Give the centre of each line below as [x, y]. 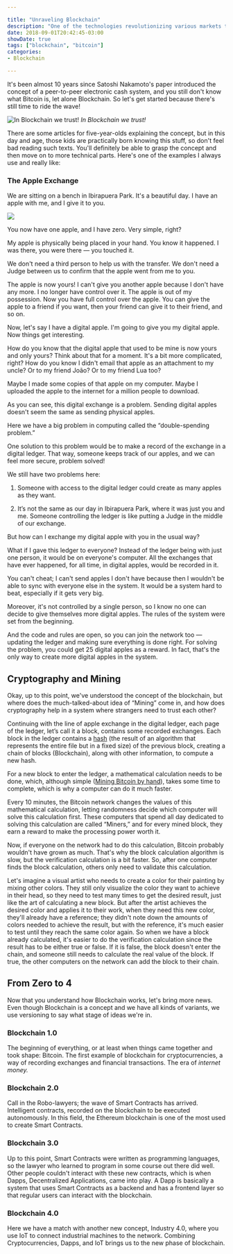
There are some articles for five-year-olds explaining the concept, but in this [116, 133]
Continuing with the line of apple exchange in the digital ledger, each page [113, 723]
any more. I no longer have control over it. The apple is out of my [100, 292]
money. [18, 1070]
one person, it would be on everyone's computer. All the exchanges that [110, 558]
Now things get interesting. [46, 335]
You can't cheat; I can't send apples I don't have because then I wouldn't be [116, 578]
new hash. [22, 760]
